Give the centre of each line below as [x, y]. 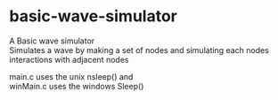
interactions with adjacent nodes [69, 59]
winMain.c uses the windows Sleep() [77, 86]
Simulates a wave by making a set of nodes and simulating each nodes [139, 50]
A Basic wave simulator [52, 41]
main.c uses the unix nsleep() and [71, 76]
